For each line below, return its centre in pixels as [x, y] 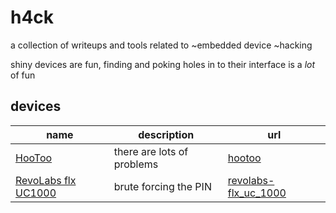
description [166, 134]
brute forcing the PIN [162, 186]
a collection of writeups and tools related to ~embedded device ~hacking [161, 45]
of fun [23, 75]
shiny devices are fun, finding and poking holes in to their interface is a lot [163, 64]
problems [136, 164]
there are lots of [151, 151]
